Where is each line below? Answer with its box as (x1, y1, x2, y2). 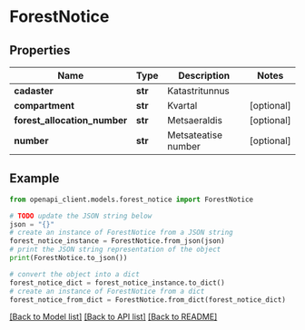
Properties (9, 43, 71, 58)
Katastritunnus (167, 84, 230, 97)
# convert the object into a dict (9, 269, 141, 278)
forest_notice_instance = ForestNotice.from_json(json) (9, 237, 225, 246)
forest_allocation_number (14, 114, 128, 126)
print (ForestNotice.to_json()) (9, 254, 128, 263)
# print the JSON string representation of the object (9, 245, 221, 255)
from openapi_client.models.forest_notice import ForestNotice (9, 195, 254, 204)
